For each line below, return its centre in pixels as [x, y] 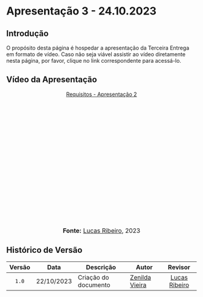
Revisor [179, 267]
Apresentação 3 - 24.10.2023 [82, 11]
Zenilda [140, 277]
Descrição [101, 267]
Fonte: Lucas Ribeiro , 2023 [101, 231]
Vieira [138, 285]
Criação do [93, 277]
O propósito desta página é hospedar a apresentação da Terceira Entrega [98, 48]
